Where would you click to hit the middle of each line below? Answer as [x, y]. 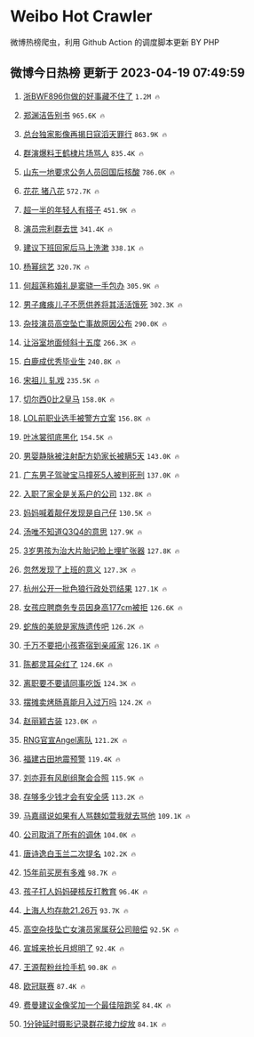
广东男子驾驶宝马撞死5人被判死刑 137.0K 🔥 [101, 475]
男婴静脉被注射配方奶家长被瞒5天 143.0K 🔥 [101, 455]
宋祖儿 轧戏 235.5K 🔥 [61, 380]
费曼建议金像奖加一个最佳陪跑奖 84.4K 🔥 [97, 1005]
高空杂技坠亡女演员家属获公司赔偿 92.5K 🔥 [101, 929]
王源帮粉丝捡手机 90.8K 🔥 [70, 967]
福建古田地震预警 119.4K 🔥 [71, 758]
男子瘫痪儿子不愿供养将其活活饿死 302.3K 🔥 [103, 304]
